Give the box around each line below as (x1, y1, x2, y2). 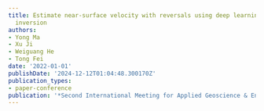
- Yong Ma (8, 33, 41, 41)
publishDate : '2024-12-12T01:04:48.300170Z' (8, 70, 156, 77)
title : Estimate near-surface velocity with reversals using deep (8, 11, 230, 20)
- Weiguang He (8, 48, 55, 55)
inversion (15, 19, 47, 27)
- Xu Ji (8, 41, 34, 48)
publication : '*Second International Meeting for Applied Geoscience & (8, 91, 247, 99)
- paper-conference (8, 84, 72, 92)
